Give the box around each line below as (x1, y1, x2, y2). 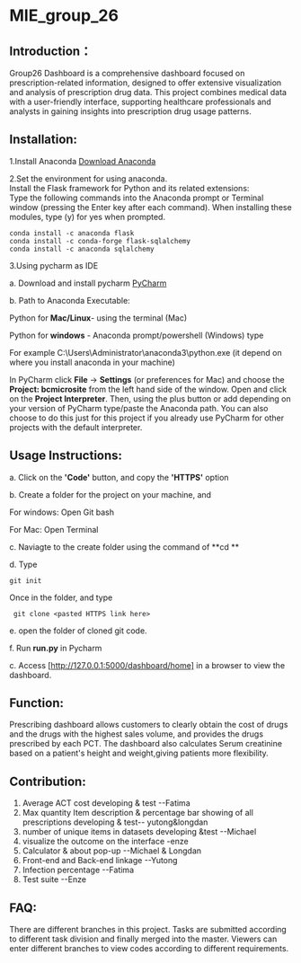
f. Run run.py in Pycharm (9, 642, 102, 653)
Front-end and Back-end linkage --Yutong (22, 855, 178, 866)
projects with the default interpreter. (9, 421, 143, 432)
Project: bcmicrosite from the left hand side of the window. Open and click (9, 384, 288, 394)
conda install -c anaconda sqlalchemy (9, 244, 155, 253)
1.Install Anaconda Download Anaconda (9, 155, 156, 166)
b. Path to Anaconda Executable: (9, 295, 130, 305)
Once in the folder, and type (9, 592, 113, 603)
